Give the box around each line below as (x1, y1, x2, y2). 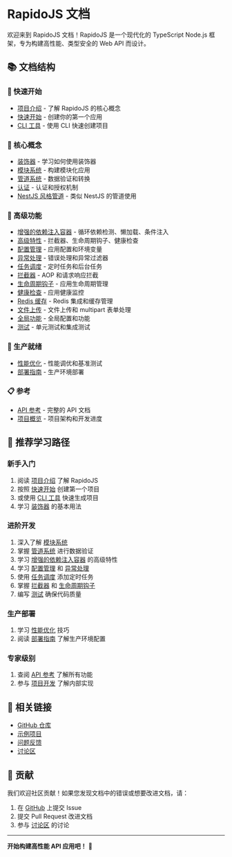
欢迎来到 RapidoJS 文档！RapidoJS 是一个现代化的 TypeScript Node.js (7, 30, 208, 39)
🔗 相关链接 (7, 701, 52, 713)
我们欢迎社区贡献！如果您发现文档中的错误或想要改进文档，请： (7, 789, 188, 798)
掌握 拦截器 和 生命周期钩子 (17, 581, 95, 589)
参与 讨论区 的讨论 (17, 821, 70, 829)
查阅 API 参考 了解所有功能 (17, 670, 93, 679)
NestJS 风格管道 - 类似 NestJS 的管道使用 (17, 192, 137, 200)
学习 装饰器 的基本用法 (17, 502, 81, 510)
